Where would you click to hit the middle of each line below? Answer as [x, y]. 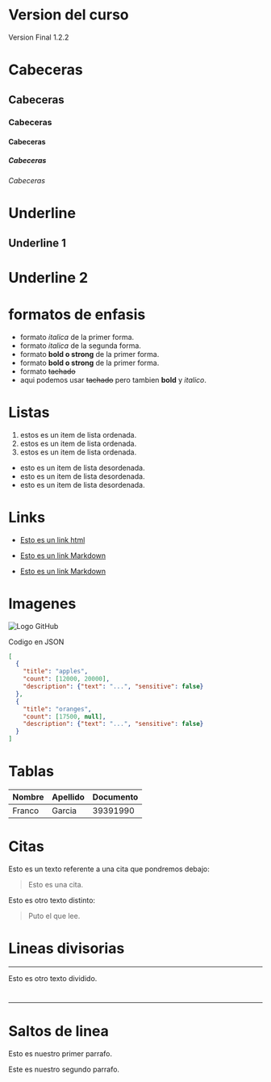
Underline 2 [48, 277]
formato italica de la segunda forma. [80, 346]
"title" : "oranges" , [57, 709]
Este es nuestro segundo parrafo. [64, 1069]
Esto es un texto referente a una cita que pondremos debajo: [109, 869]
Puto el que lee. [54, 916]
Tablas [31, 772]
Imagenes [42, 604]
